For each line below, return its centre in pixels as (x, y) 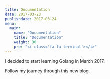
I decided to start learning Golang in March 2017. (55, 61)
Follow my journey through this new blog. (48, 71)
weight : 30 (25, 42)
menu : (11, 24)
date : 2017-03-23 (23, 14)
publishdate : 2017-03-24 (31, 19)
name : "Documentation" (38, 33)
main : (15, 28)
